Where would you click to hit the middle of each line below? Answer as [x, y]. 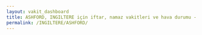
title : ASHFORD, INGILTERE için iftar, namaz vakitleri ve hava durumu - [102, 17]
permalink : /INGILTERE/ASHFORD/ [47, 23]
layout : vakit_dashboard [38, 12]
